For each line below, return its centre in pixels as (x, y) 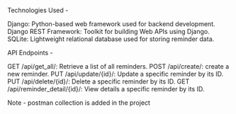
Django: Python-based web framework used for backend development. (111, 24)
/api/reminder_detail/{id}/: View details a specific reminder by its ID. (106, 89)
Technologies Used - (38, 10)
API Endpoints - (30, 53)
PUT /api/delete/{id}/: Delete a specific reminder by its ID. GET (99, 81)
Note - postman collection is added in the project (79, 103)
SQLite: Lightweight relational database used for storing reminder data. (111, 39)
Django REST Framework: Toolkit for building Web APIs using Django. (109, 32)
